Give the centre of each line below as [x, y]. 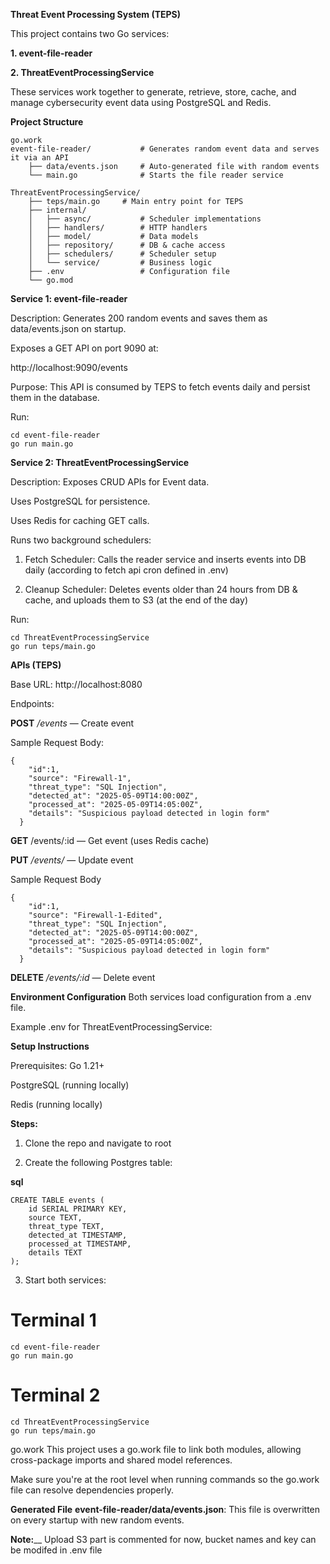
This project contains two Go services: [90, 33]
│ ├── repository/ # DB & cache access [127, 245]
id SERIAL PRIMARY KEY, [78, 1209]
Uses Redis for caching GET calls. [80, 520]
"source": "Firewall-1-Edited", [95, 915]
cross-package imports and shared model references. [121, 1460]
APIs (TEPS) [36, 665]
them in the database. [55, 397]
